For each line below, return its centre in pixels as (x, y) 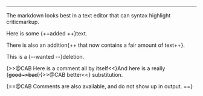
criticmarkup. (23, 22)
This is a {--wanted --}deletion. (45, 57)
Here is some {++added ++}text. (47, 33)
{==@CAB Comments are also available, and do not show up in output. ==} (100, 86)
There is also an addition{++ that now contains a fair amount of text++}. (96, 45)
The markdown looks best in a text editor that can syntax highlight (89, 15)
